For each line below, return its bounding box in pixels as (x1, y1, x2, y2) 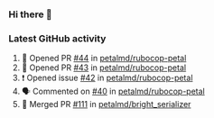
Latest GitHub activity (8, 32, 107, 44)
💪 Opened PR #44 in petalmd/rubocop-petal (21, 53, 187, 64)
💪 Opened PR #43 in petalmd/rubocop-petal (21, 62, 187, 73)
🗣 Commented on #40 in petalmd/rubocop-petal (21, 86, 205, 97)
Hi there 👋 (8, 8, 53, 21)
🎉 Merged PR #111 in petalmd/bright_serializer (21, 99, 191, 110)
